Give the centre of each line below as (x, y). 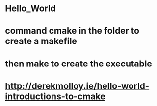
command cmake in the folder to (72, 31)
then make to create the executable (78, 64)
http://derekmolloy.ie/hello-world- (77, 86)
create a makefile (41, 41)
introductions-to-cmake (55, 96)
